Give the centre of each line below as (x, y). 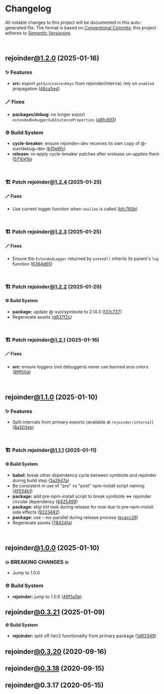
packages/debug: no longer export (49, 114)
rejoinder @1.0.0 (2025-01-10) (52, 548)
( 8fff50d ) (22, 372)
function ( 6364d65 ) (32, 264)
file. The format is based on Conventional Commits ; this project (91, 27)
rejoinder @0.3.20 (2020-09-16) (56, 651)
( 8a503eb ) (23, 428)
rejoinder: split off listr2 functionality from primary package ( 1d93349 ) (84, 636)
